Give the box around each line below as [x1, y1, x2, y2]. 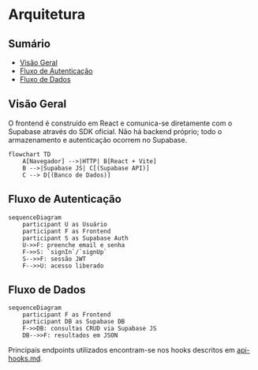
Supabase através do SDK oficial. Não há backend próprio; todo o [8, 126, 222, 136]
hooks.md [8, 353, 41, 364]
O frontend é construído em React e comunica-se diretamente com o [8, 118, 233, 128]
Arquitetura [8, 6, 85, 24]
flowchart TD [8, 150, 51, 159]
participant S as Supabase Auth [22, 234, 129, 242]
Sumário [8, 37, 51, 50]
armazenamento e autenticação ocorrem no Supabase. [8, 135, 188, 144]
